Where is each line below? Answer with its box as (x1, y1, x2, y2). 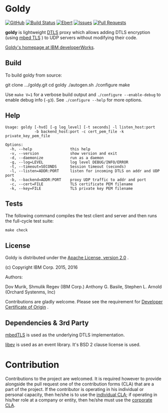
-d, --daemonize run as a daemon (9, 155, 104, 160)
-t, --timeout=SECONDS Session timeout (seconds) (9, 164, 126, 169)
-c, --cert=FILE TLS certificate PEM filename (9, 181, 133, 187)
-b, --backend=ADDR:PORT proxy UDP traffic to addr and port (9, 177, 146, 182)
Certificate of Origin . (5, 304, 49, 310)
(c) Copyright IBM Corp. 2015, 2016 (5, 264, 78, 270)
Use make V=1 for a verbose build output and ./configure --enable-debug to (5, 91, 161, 98)
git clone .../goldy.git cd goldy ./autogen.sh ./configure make (5, 82, 130, 88)
